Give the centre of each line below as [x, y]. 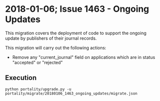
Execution [21, 78]
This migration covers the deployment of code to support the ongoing [76, 33]
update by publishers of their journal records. [51, 38]
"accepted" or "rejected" [37, 62]
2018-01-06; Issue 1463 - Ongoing [77, 9]
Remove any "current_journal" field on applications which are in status [84, 57]
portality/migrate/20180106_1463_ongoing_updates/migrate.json [71, 93]
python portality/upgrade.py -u [38, 89]
